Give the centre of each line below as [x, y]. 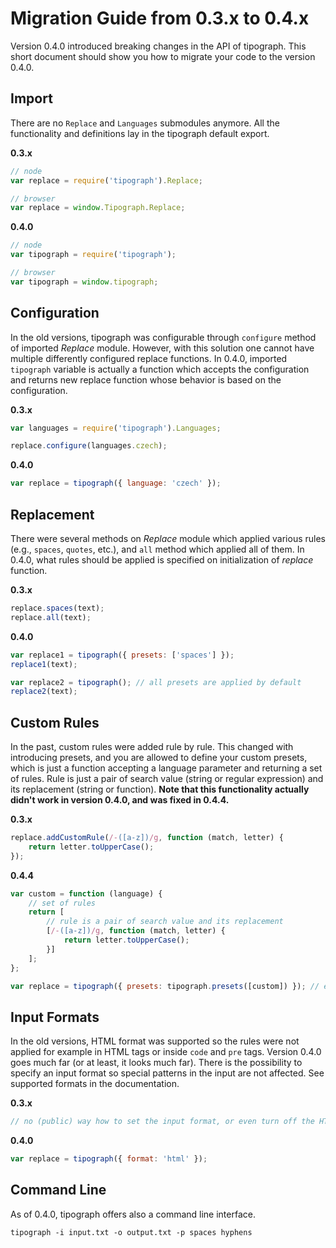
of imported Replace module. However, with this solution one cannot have [162, 348]
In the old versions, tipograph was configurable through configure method [163, 337]
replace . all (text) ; [51, 617]
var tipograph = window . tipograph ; [84, 282]
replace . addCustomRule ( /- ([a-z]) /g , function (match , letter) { [147, 838]
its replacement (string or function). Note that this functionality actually [160, 789]
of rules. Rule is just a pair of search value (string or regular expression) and [167, 779]
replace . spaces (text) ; [57, 608]
